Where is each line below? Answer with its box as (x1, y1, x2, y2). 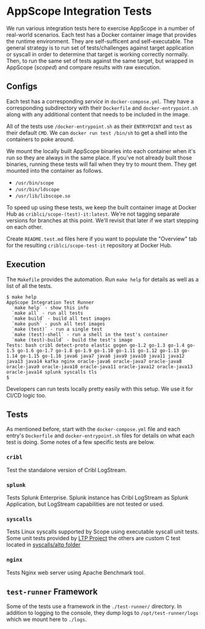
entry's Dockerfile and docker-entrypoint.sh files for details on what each (6, 432, 195, 439)
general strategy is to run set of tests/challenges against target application (6, 44, 194, 51)
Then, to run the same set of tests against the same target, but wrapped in (6, 57, 194, 64)
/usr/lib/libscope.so (15, 193, 70, 199)
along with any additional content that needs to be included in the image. (6, 110, 190, 118)
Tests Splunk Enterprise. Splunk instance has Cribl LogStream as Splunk (6, 494, 188, 501)
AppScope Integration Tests (6, 4, 152, 18)
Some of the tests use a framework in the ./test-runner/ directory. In (6, 603, 182, 610)
